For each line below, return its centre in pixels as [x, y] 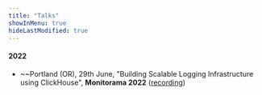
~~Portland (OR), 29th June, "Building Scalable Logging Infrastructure [137, 73]
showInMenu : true [37, 23]
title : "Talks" [34, 16]
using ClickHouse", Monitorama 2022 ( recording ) [103, 82]
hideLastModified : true [48, 30]
